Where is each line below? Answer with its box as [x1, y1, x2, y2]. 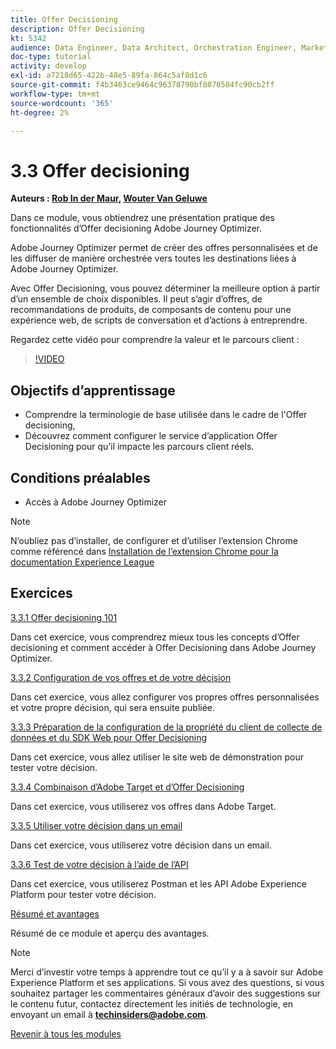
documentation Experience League [10, 556, 155, 568]
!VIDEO [34, 353, 65, 365]
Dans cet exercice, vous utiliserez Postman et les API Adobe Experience [10, 877, 307, 890]
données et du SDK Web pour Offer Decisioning [10, 731, 208, 743]
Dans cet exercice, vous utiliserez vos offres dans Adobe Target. [10, 800, 277, 812]
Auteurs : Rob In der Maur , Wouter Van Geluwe [10, 192, 208, 205]
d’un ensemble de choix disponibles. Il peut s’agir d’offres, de [10, 293, 263, 305]
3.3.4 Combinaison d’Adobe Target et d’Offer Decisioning [10, 781, 245, 793]
